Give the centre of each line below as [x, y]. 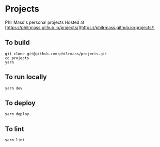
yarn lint [15, 140]
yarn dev [14, 88]
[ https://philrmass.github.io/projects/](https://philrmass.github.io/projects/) [80, 27]
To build [17, 43]
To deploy [20, 103]
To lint [15, 129]
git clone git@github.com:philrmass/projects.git [56, 54]
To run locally [26, 77]
